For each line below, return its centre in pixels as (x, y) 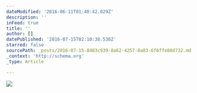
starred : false (25, 45)
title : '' (19, 28)
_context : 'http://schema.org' (45, 56)
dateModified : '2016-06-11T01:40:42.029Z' (60, 12)
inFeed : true (22, 23)
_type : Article (25, 61)
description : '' (26, 17)
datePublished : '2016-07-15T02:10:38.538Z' (61, 39)
